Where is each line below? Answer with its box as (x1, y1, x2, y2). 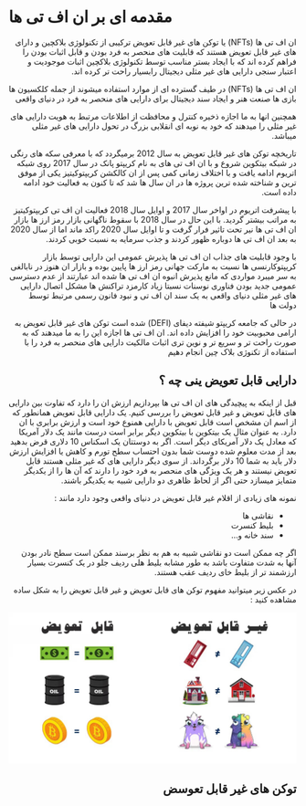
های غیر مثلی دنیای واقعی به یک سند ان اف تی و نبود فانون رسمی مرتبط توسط (27, 289, 297, 300)
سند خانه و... (230, 529, 274, 540)
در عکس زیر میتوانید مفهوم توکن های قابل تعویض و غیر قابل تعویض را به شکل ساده (13, 584, 297, 595)
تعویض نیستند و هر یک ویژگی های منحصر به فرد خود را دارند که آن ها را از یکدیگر (23, 465, 297, 476)
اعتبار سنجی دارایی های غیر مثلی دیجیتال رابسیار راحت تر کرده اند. (70, 66, 297, 77)
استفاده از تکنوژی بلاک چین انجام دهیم (167, 346, 297, 357)
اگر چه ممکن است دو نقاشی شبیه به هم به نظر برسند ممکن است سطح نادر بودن (20, 547, 297, 558)
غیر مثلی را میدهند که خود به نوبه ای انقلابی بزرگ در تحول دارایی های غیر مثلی (31, 120, 297, 131)
